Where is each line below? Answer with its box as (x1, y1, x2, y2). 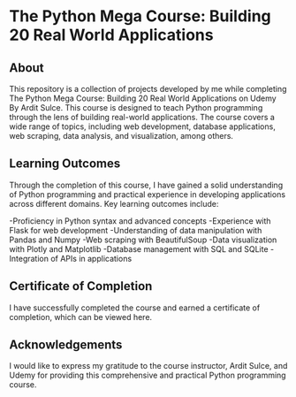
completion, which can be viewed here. (9, 311, 153, 322)
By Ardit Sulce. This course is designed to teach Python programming (9, 103, 263, 112)
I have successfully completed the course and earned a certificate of (9, 302, 261, 313)
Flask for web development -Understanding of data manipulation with (9, 225, 262, 235)
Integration (9, 253, 49, 263)
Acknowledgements (9, 338, 123, 353)
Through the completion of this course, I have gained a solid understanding (9, 179, 284, 190)
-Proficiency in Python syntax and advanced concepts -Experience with (9, 215, 271, 226)
